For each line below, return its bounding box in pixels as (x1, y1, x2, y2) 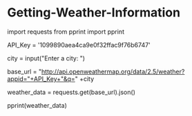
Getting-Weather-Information (7, 5, 181, 21)
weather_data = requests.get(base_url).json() (7, 88, 136, 96)
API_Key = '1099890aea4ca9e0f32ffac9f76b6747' (7, 40, 151, 49)
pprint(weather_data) (7, 101, 67, 109)
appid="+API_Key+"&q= (7, 74, 75, 83)
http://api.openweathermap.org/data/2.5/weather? (41, 67, 185, 76)
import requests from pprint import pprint (7, 27, 124, 36)
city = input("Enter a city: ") (7, 54, 85, 62)
